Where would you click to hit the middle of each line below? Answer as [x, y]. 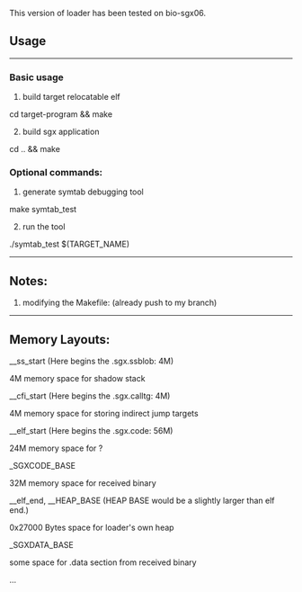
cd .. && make [35, 149]
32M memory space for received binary [83, 483]
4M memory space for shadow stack [77, 379]
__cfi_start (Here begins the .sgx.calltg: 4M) [90, 396]
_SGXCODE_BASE [43, 466]
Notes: [28, 281]
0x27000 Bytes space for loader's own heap [92, 528]
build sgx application [61, 132]
